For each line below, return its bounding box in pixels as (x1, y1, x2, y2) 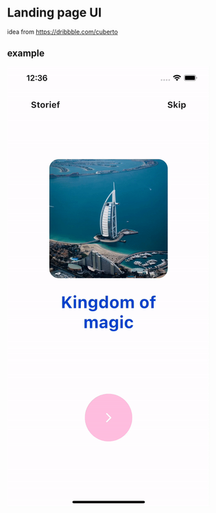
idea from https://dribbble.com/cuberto (7, 28, 119, 36)
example (7, 48, 45, 59)
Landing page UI (7, 5, 102, 21)
